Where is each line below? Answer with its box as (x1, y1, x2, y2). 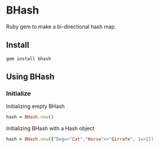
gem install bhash (6, 55, 51, 62)
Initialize (6, 90, 31, 98)
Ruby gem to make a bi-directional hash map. (6, 23, 117, 30)
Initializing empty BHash (6, 103, 65, 110)
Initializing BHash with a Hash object (6, 125, 95, 132)
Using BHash (6, 72, 55, 82)
